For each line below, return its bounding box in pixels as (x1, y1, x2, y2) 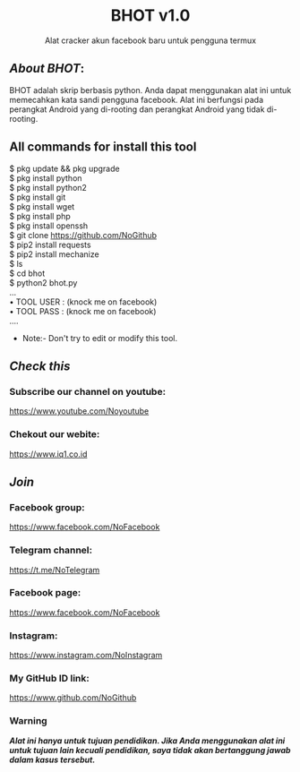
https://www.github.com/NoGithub (9, 692, 137, 703)
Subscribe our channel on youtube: (9, 385, 167, 398)
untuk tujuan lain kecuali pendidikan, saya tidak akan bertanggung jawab (9, 744, 291, 755)
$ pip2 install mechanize (9, 248, 100, 260)
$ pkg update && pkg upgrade (9, 163, 120, 174)
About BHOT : (9, 61, 85, 76)
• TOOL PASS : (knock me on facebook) (9, 305, 157, 316)
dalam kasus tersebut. (9, 754, 96, 765)
